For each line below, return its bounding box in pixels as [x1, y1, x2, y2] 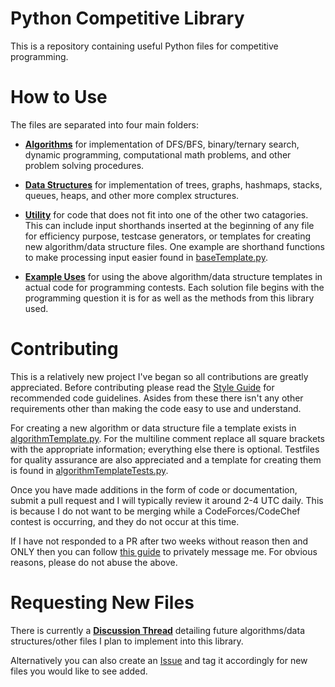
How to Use [10, 86, 108, 109]
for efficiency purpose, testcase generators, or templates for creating [24, 230, 312, 242]
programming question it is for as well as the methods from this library [24, 292, 315, 304]
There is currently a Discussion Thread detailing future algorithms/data [10, 624, 305, 636]
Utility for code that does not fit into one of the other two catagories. [24, 208, 309, 221]
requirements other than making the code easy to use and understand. [10, 402, 302, 414]
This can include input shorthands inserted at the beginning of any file [24, 219, 315, 231]
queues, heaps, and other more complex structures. [24, 189, 240, 201]
